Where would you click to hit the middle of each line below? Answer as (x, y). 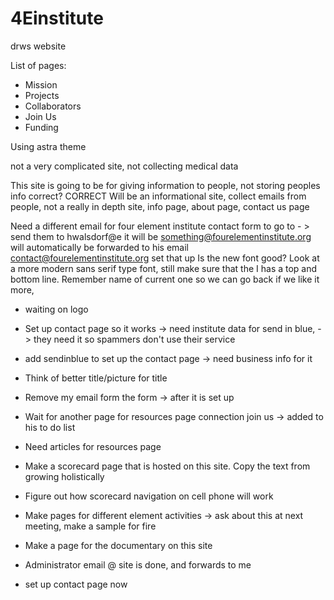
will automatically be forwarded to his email (99, 247)
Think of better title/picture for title (96, 378)
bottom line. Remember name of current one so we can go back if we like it (165, 279)
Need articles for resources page (93, 446)
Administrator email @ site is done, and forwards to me (138, 564)
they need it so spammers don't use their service (134, 339)
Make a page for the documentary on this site (118, 545)
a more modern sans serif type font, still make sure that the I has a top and (164, 268)
